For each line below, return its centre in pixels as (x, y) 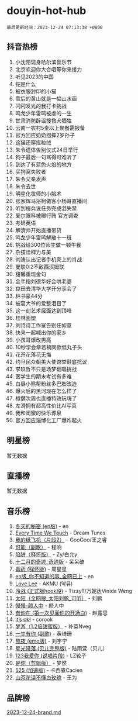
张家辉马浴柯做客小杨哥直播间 (51, 201)
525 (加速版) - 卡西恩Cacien (49, 670)
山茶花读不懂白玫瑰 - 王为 (46, 678)
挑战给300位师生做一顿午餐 (48, 244)
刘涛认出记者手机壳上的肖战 (49, 259)
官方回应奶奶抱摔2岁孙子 (45, 135)
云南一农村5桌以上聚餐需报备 (50, 127)
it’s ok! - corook (34, 620)
